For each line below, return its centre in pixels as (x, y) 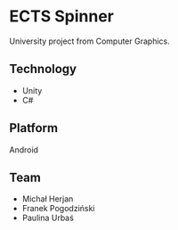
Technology (43, 69)
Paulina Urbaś (48, 218)
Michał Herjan (48, 199)
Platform (34, 128)
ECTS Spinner (61, 16)
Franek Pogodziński (58, 209)
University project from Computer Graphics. (90, 41)
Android (24, 150)
